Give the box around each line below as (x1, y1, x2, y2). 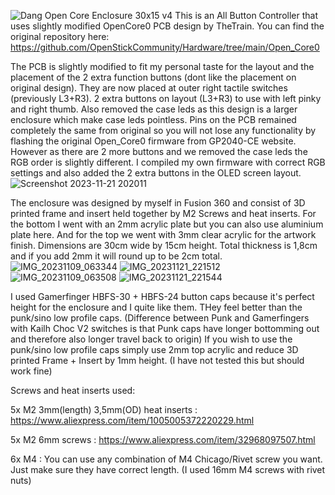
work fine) (10, 365, 53, 377)
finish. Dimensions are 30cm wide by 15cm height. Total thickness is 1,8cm (10, 240, 318, 251)
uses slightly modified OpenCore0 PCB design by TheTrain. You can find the (10, 20, 325, 32)
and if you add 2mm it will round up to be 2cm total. (10, 250, 223, 262)
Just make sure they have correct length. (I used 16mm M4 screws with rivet (10, 464, 326, 475)
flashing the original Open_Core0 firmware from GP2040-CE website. (10, 135, 297, 147)
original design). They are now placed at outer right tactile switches (10, 82, 288, 94)
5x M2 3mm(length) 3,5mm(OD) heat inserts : (10, 404, 198, 415)
